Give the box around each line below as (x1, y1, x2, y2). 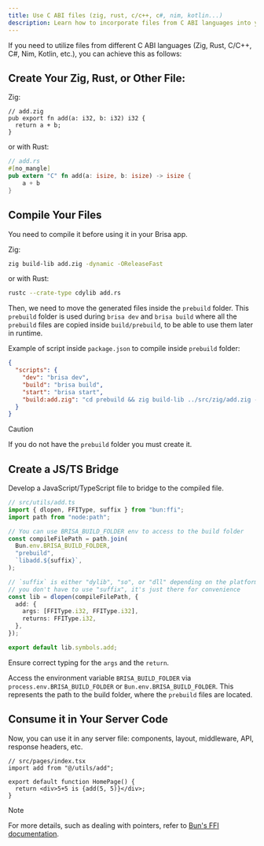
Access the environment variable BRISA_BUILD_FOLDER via (8, 673, 192, 682)
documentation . (8, 829, 60, 838)
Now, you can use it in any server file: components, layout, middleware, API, (8, 733, 254, 743)
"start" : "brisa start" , (22, 388, 104, 396)
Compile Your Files (8, 209, 102, 222)
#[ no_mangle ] (8, 164, 51, 173)
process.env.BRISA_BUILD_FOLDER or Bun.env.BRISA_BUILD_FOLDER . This (8, 682, 234, 691)
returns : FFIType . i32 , (22, 615, 97, 622)
